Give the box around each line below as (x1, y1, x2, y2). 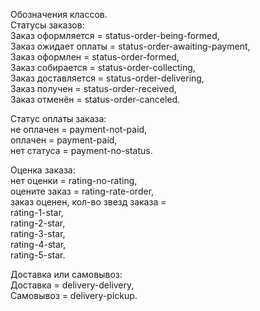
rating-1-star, (10, 207, 64, 218)
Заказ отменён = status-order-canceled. (10, 94, 181, 105)
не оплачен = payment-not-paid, (10, 124, 148, 135)
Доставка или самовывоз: (10, 269, 123, 280)
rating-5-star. (10, 249, 66, 261)
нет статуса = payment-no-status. (10, 145, 153, 156)
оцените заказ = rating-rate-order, (10, 185, 155, 197)
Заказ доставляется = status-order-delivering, (10, 72, 205, 84)
